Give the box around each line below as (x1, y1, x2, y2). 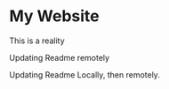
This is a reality (9, 35, 65, 46)
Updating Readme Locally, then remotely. (9, 69, 160, 80)
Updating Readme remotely (9, 52, 109, 63)
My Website (9, 6, 100, 26)
